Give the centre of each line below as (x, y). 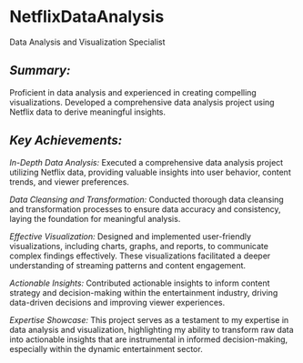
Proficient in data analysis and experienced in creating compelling (133, 92)
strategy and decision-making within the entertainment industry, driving (144, 292)
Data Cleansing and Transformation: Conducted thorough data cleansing (146, 199)
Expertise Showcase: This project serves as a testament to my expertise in (149, 319)
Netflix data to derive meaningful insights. (88, 112)
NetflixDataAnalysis (87, 17)
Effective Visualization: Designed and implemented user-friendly (131, 236)
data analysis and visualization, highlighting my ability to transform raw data (151, 329)
